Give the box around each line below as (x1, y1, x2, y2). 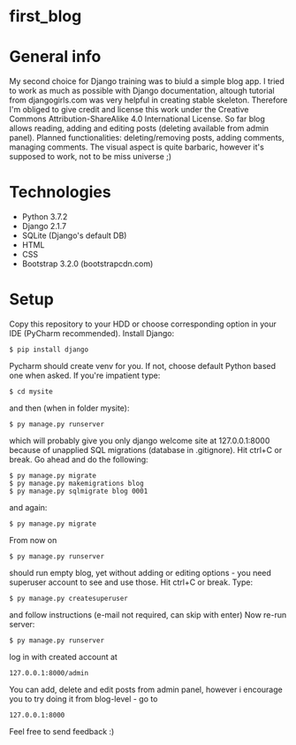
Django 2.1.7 (21, 221, 67, 232)
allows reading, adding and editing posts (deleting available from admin (9, 123, 269, 134)
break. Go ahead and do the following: (9, 454, 148, 465)
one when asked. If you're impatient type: (9, 370, 161, 380)
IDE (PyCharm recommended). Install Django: (9, 328, 175, 338)
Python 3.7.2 (21, 211, 68, 222)
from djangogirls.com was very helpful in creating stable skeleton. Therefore (9, 95, 288, 105)
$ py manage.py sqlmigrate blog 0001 (9, 487, 148, 495)
